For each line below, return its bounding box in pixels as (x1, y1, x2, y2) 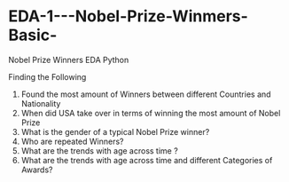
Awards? (20, 164, 53, 175)
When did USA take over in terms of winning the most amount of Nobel (20, 107, 281, 118)
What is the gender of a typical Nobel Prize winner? (20, 126, 210, 137)
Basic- (8, 25, 58, 45)
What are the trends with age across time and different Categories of (20, 154, 273, 165)
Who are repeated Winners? (20, 136, 124, 146)
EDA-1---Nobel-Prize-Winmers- (8, 6, 249, 27)
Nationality (20, 98, 61, 108)
